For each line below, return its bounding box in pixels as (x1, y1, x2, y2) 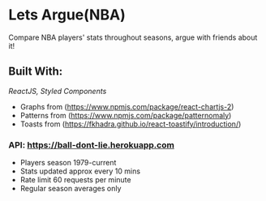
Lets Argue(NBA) (8, 6, 126, 24)
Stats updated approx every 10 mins (19, 166, 140, 176)
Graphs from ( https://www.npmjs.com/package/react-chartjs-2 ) (19, 101, 234, 111)
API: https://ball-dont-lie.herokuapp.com (8, 139, 174, 151)
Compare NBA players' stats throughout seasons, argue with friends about (8, 32, 258, 42)
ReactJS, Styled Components (8, 86, 107, 96)
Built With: (8, 65, 63, 79)
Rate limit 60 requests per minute (19, 175, 131, 185)
